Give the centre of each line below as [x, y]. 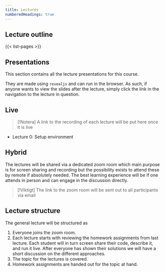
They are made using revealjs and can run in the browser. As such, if [76, 84]
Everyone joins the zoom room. [44, 232]
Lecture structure [33, 211]
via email [26, 195]
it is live [25, 127]
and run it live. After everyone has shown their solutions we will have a [84, 248]
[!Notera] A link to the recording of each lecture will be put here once [88, 122]
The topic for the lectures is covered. [50, 259]
